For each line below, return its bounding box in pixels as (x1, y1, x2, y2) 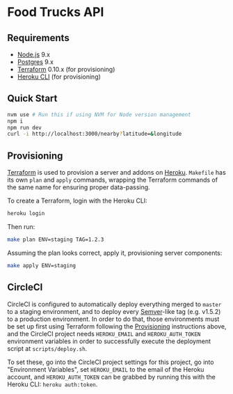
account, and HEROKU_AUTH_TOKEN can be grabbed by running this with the (7, 372, 216, 381)
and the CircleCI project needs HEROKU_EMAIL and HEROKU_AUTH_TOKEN (7, 329, 201, 338)
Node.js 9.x (17, 50, 51, 58)
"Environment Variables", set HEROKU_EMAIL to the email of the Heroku (7, 365, 204, 373)
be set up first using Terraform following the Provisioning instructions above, (7, 322, 227, 331)
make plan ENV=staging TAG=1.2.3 (7, 236, 104, 243)
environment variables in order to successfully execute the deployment (7, 337, 211, 345)
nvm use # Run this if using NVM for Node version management (7, 111, 191, 118)
